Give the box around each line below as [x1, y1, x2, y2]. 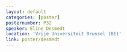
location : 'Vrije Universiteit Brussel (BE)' [5, 31, 122, 37]
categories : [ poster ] [5, 14, 60, 20]
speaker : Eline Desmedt [5, 25, 66, 32]
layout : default [5, 8, 46, 15]
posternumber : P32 [5, 20, 52, 26]
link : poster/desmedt [5, 36, 60, 42]
